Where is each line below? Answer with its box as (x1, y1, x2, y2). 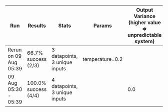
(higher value (128, 19, 161, 26)
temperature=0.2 (82, 56, 123, 62)
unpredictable (127, 32, 162, 38)
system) (134, 38, 155, 45)
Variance (133, 13, 156, 20)
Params (93, 22, 112, 29)
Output (135, 7, 153, 13)
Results (27, 22, 46, 29)
